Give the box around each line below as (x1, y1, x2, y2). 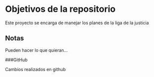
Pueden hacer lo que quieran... (5, 47, 68, 53)
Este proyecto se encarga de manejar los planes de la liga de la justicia (5, 20, 149, 26)
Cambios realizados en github (5, 66, 66, 72)
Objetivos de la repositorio (5, 3, 116, 15)
